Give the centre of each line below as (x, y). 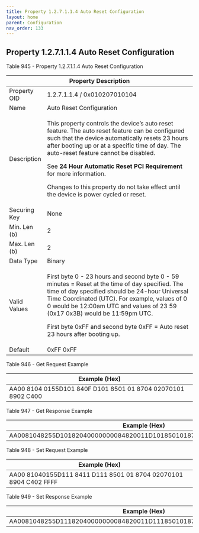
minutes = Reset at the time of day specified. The (115, 284)
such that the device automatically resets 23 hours (118, 138)
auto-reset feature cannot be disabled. (101, 153)
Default (19, 350)
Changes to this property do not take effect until (114, 187)
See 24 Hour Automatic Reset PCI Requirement (115, 166)
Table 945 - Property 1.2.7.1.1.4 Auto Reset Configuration (75, 66)
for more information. (76, 174)
